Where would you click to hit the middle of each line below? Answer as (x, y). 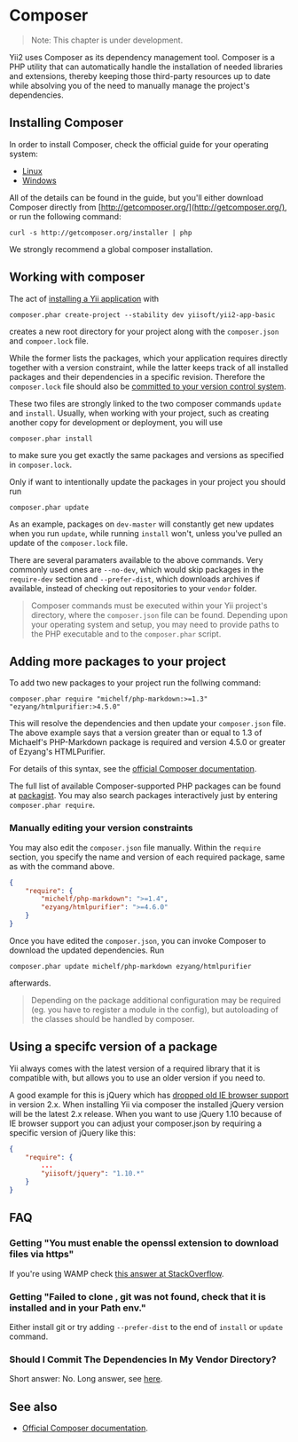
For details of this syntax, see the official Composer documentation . (133, 769)
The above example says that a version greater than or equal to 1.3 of (136, 733)
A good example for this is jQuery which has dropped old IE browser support (149, 1095)
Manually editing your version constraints (101, 828)
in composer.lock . (41, 464)
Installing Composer (67, 123)
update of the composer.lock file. (69, 543)
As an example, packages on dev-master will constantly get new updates (142, 524)
